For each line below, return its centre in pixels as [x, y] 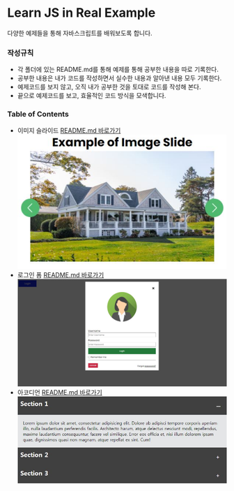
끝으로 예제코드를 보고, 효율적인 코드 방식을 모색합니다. [92, 96]
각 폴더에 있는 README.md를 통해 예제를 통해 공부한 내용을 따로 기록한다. [118, 69]
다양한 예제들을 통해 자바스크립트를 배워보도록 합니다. [80, 33]
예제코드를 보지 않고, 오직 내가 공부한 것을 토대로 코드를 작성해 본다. [109, 87]
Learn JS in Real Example [81, 13]
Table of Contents [38, 115]
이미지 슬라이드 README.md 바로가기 [69, 130]
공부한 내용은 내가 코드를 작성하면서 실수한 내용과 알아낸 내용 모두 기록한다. [119, 78]
